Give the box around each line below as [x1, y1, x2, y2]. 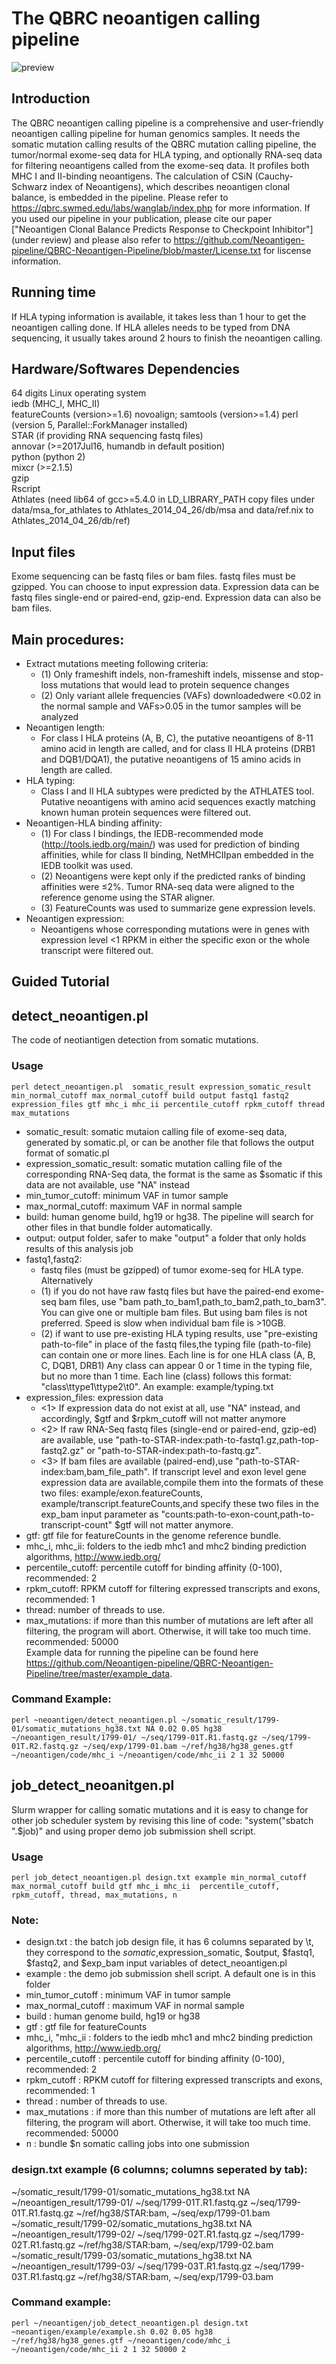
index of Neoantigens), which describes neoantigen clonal [49, 180, 291, 192]
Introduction [11, 90, 91, 107]
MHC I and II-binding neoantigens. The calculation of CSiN [11, 170, 253, 182]
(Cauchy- [254, 170, 294, 182]
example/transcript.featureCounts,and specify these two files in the [40, 1497, 319, 1509]
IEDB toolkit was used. [40, 860, 134, 871]
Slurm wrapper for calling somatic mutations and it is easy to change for [11, 1803, 309, 1816]
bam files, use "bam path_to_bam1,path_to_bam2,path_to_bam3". [58, 1295, 327, 1307]
